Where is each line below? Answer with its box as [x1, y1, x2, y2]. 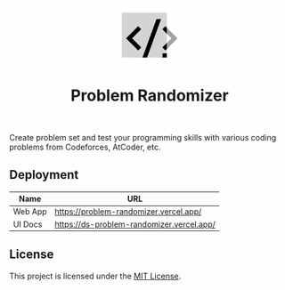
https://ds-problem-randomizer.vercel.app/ [54, 219, 216, 230]
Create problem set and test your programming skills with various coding [9, 132, 277, 142]
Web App [12, 206, 47, 217]
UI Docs [12, 219, 43, 230]
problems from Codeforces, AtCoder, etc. [9, 141, 161, 152]
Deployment [9, 167, 79, 182]
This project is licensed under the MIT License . [9, 270, 182, 281]
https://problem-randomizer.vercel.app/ [54, 206, 202, 217]
